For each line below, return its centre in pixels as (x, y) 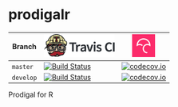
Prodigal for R (31, 95)
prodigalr (39, 15)
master (22, 67)
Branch (24, 47)
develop (24, 78)
